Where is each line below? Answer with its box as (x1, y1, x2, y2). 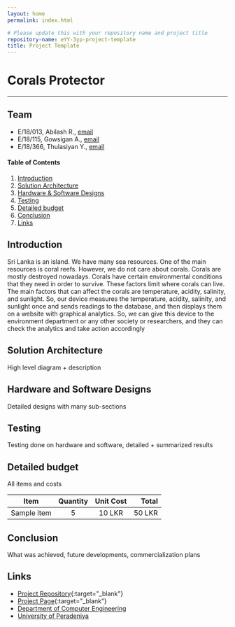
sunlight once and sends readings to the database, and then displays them (7, 302, 222, 310)
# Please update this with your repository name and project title (7, 29, 208, 36)
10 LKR (99, 508, 124, 518)
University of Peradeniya (17, 612, 90, 620)
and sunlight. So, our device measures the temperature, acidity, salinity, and (7, 295, 226, 303)
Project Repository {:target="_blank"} (17, 589, 124, 598)
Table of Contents (7, 158, 61, 167)
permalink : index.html (7, 17, 73, 24)
